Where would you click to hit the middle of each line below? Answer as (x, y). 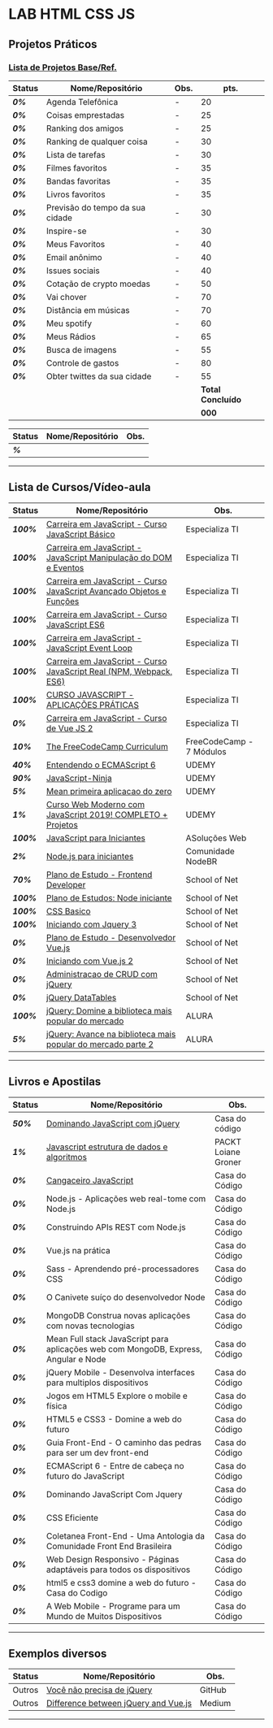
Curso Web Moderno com (95, 804)
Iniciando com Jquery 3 (91, 924)
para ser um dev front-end (97, 1452)
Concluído (221, 399)
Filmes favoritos (76, 167)
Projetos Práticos (53, 44)
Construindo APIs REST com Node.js (116, 1227)
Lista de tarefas (76, 154)
